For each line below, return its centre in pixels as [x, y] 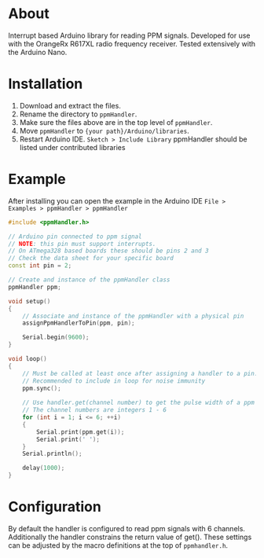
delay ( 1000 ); [44, 468]
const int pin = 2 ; [40, 266]
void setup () [29, 301]
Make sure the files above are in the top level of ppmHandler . [116, 122]
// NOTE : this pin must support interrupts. [82, 244]
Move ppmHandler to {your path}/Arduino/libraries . [104, 130]
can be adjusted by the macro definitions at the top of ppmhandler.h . [118, 545]
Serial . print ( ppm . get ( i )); [81, 432]
